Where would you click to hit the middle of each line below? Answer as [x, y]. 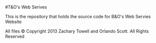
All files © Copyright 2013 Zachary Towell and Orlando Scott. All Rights [77, 31]
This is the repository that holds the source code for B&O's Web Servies [78, 16]
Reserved [15, 36]
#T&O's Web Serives [26, 7]
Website [14, 22]
